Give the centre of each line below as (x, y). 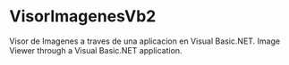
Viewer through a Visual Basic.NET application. (96, 50)
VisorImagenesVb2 (83, 16)
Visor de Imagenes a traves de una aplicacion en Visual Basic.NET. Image (144, 41)
